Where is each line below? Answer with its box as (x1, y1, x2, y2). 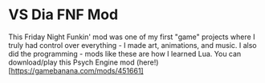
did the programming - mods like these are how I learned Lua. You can (8, 49, 242, 58)
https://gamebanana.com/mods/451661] (10, 65, 144, 75)
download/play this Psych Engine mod (8, 57, 135, 67)
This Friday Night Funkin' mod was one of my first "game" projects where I (8, 32, 255, 41)
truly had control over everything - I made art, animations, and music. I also (8, 40, 257, 49)
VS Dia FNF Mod (8, 6, 119, 24)
